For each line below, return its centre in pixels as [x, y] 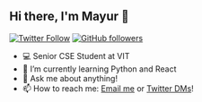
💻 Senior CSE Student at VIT [76, 55]
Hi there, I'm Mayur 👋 [70, 17]
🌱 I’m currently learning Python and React [99, 69]
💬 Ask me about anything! [70, 78]
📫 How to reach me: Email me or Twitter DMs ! [108, 88]
